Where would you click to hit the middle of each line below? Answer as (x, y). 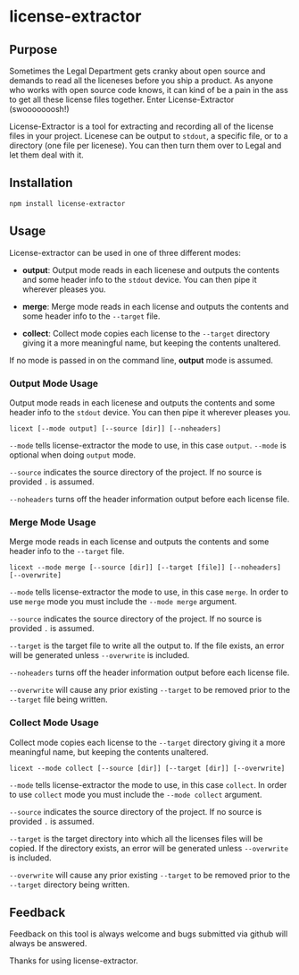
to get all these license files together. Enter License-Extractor (122, 99)
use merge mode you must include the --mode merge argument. (123, 602)
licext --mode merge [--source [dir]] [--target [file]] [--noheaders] (145, 568)
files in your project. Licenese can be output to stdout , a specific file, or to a (149, 136)
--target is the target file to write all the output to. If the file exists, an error (147, 646)
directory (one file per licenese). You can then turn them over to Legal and (145, 145)
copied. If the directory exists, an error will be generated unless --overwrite (149, 848)
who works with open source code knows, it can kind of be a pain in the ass (149, 90)
